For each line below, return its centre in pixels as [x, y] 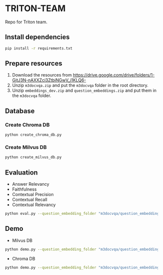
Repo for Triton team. [26, 22]
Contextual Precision [33, 194]
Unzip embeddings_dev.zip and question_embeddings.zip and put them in [84, 91]
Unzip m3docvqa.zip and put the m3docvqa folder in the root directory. [80, 85]
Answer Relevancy [31, 184]
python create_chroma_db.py [33, 135]
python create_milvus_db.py [33, 157]
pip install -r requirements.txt [39, 48]
